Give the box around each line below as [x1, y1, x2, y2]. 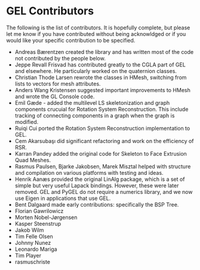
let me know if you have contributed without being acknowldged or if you [6, 30, 186, 37]
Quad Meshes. [14, 156, 51, 163]
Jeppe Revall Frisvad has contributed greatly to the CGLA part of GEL [14, 61, 186, 68]
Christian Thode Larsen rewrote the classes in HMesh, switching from [14, 74, 187, 81]
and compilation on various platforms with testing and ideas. [14, 169, 164, 176]
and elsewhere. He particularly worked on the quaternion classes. [14, 67, 177, 74]
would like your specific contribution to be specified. [6, 37, 136, 44]
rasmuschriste [14, 258, 51, 265]
